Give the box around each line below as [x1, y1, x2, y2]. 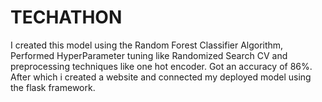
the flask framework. [10, 81, 96, 93]
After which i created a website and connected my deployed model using [10, 71, 312, 83]
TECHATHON [10, 6, 123, 29]
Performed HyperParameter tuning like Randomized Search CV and [10, 49, 288, 61]
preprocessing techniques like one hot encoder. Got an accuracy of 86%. [10, 60, 313, 72]
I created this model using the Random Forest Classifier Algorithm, [10, 39, 284, 51]
